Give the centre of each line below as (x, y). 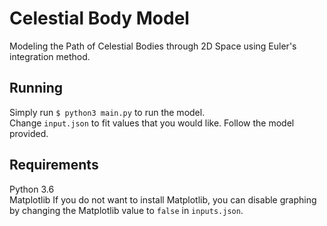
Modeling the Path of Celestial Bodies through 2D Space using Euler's (153, 46)
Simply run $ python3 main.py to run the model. (107, 112)
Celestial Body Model (99, 18)
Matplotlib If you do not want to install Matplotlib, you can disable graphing (163, 199)
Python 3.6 (32, 189)
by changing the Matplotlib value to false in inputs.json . (126, 210)
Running (36, 88)
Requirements (54, 165)
